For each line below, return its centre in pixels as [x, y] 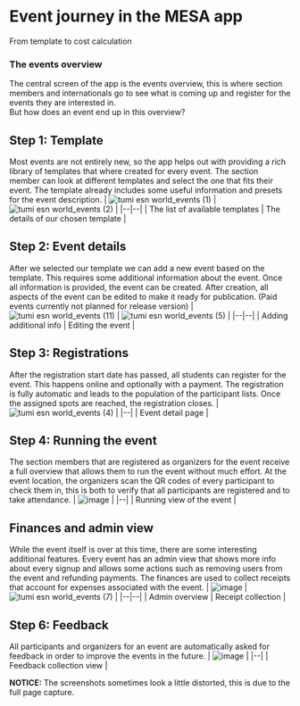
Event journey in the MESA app [126, 17]
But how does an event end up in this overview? [97, 112]
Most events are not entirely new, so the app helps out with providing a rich [148, 162]
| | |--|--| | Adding [202, 315]
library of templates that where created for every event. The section [134, 171]
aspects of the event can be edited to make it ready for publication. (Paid [143, 296]
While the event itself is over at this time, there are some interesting [133, 550]
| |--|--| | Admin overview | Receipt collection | [200, 597]
